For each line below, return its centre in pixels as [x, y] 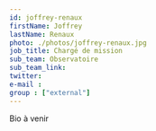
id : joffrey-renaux [46, 17]
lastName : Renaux [42, 34]
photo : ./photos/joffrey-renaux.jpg [78, 43]
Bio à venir [29, 118]
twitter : [26, 76]
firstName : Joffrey [46, 26]
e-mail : [26, 84]
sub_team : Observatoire [54, 59]
